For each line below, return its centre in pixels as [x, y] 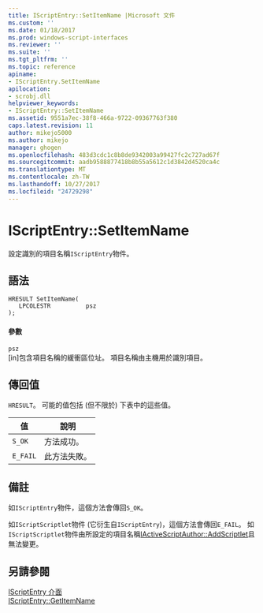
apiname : [22, 74]
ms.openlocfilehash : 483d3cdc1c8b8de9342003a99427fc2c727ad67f [114, 155]
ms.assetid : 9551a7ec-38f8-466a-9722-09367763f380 [93, 118]
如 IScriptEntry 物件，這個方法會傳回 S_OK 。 [78, 508]
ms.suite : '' [30, 52]
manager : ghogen [35, 148]
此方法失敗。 [68, 457]
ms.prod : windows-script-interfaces [68, 37]
